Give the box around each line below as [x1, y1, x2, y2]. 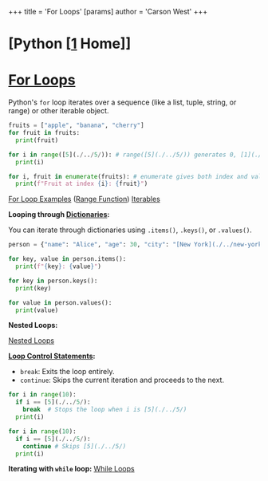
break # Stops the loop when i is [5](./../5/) [22, 406, 187, 414]
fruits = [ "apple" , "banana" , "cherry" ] [8, 121, 145, 130]
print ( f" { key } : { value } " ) [15, 262, 102, 270]
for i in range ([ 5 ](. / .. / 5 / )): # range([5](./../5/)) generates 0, [8, 151, 238, 159]
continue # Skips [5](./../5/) [22, 442, 127, 450]
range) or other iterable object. [8, 106, 109, 116]
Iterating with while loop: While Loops [8, 464, 135, 474]
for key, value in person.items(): [8, 255, 127, 263]
